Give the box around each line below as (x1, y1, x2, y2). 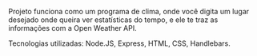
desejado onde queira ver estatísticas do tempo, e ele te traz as (8, 15, 219, 24)
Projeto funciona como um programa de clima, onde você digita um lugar (8, 7, 250, 16)
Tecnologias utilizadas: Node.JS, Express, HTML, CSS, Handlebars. (8, 39, 231, 48)
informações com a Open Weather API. (8, 24, 138, 32)
